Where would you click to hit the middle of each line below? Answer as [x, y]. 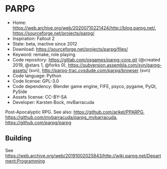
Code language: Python [37, 75]
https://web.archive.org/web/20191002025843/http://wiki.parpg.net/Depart [83, 155]
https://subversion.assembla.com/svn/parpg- [115, 65]
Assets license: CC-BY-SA [40, 97]
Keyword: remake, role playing [44, 54]
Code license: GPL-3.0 [36, 81]
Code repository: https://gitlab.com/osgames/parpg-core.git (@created [86, 59]
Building [18, 138]
